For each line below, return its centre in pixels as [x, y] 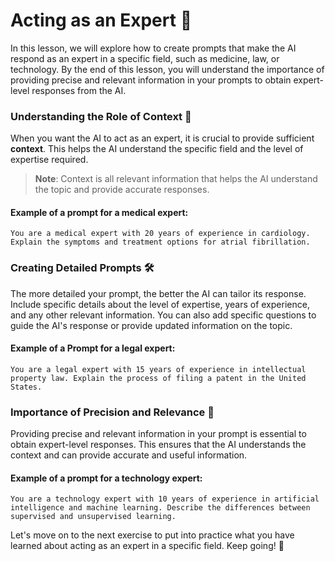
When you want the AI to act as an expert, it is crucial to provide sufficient [162, 138]
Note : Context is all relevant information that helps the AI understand [176, 179]
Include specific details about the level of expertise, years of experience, [160, 304]
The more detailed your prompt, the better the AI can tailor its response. [158, 293]
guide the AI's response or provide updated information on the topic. [151, 325]
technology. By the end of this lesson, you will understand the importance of [167, 69]
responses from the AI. [79, 90]
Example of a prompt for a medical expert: [99, 212]
